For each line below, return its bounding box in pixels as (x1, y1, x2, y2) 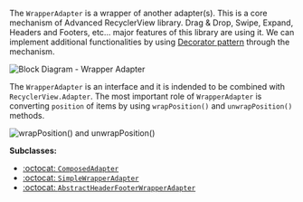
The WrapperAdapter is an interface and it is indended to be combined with (9, 82, 285, 91)
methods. (9, 111, 45, 120)
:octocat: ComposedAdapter (22, 163, 119, 173)
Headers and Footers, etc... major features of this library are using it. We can (9, 27, 295, 37)
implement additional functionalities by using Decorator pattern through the (9, 36, 290, 47)
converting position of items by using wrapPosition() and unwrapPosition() (9, 101, 293, 111)
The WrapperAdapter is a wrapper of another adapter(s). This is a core (9, 8, 268, 18)
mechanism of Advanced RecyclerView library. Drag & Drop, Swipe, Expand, (9, 17, 294, 28)
